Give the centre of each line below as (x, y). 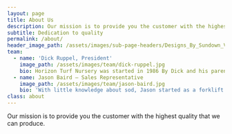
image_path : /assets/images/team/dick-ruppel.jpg (93, 65)
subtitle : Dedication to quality (55, 33)
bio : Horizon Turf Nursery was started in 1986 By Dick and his (114, 71)
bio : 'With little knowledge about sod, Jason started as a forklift (122, 90)
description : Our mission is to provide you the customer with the (106, 26)
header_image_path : (35, 45)
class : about (26, 97)
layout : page (26, 13)
